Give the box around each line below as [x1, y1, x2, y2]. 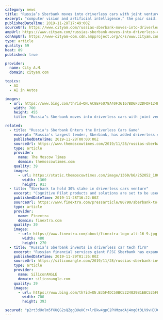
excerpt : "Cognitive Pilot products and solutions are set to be [14, 191, 149, 196]
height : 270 [22, 240, 47, 245]
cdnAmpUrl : [5, 34, 27, 39]
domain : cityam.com [9, 70, 49, 75]
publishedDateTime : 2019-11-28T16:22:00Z [14, 195, 98, 200]
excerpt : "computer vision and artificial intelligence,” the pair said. [5, 16, 158, 21]
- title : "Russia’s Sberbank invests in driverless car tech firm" [9, 245, 149, 250]
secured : [5, 308, 23, 313]
